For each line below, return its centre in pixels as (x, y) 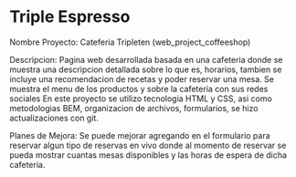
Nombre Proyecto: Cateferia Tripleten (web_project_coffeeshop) (130, 42)
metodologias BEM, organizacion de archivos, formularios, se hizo (134, 108)
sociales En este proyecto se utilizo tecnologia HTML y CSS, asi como (141, 99)
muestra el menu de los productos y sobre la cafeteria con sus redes (139, 88)
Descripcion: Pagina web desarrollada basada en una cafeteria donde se (146, 59)
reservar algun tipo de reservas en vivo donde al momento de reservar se (148, 145)
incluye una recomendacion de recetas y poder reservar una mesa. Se (142, 78)
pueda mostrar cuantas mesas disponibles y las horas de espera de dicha (148, 155)
